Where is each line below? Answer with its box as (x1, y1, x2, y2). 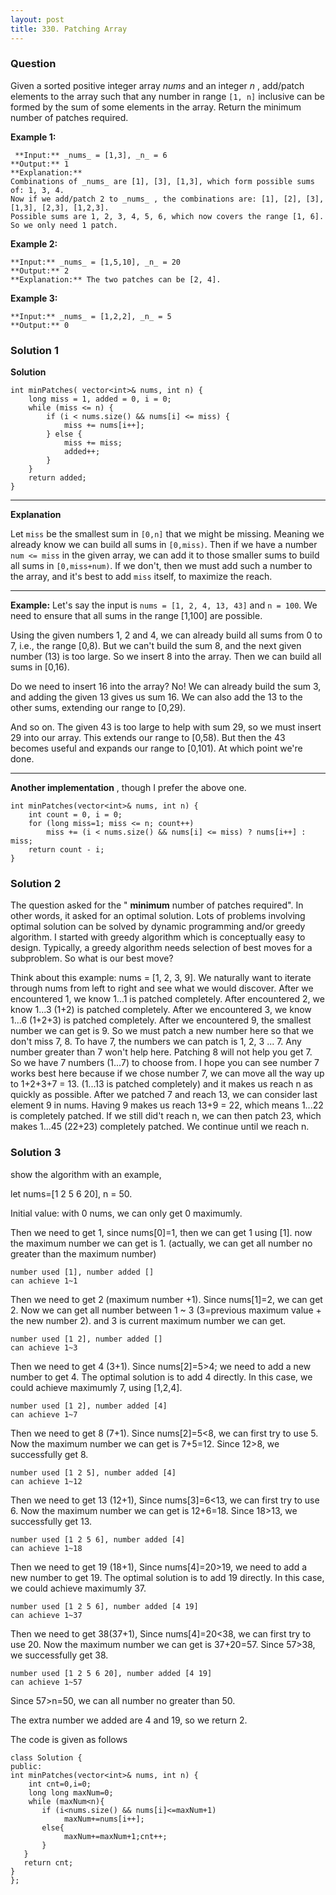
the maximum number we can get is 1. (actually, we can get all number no (10, 1237, 313, 1249)
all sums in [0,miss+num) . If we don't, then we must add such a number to (10, 560, 313, 572)
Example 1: (10, 131, 57, 143)
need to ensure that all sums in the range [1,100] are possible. (10, 610, 263, 622)
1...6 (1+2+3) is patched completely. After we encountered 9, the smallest (10, 1014, 312, 1026)
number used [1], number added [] (10, 1267, 155, 1277)
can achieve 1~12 (10, 1476, 83, 1486)
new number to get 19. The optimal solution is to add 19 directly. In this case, (10, 1571, 325, 1583)
